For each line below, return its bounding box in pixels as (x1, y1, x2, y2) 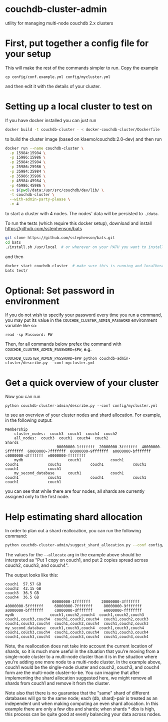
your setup (5, 49, 51, 60)
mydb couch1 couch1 (14, 458, 124, 463)
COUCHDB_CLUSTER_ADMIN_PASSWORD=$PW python (5, 356, 97, 361)
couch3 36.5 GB (5, 590, 39, 596)
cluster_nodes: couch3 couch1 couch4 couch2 (14, 431, 117, 436)
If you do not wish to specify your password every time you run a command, (5, 312, 162, 318)
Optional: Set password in (5, 285, 115, 296)
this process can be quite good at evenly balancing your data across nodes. (5, 711, 161, 717)
